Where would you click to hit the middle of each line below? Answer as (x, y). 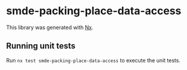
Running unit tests (41, 46)
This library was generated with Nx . (50, 27)
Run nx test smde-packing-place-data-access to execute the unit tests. (93, 60)
